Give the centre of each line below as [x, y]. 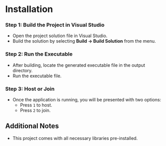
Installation [29, 9]
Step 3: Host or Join [30, 89]
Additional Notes [32, 126]
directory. [22, 70]
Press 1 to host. [36, 105]
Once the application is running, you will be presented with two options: [87, 100]
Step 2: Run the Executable [39, 54]
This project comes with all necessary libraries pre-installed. [75, 138]
